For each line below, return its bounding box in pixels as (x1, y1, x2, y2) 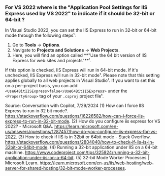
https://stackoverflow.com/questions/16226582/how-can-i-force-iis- (5, 113, 145, 119)
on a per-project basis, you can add (5, 83, 78, 89)
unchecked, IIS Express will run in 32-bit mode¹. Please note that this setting (5, 73, 160, 78)
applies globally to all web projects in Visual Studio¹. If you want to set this (5, 77, 156, 83)
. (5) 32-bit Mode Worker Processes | (73, 155, 149, 161)
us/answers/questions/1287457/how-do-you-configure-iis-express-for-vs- (5, 129, 158, 135)
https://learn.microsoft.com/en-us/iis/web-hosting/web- (39, 160, 154, 166)
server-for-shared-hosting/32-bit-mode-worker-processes (5, 165, 125, 171)
